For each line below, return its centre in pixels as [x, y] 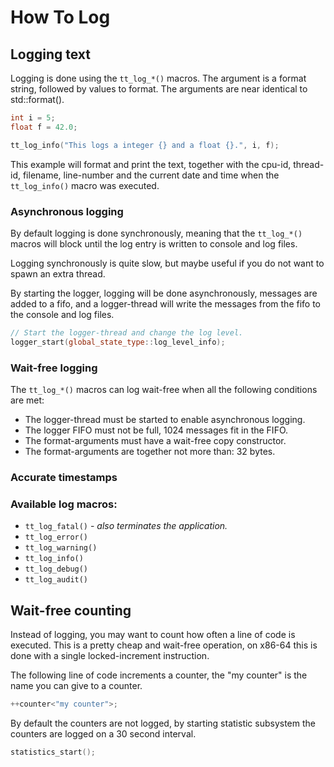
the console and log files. [62, 314]
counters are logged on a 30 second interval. [103, 733]
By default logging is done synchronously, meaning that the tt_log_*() [156, 233]
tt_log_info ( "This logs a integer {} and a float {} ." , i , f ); [145, 145]
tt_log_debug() [56, 569]
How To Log [60, 17]
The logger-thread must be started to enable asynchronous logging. [165, 419]
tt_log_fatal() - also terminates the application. [126, 526]
